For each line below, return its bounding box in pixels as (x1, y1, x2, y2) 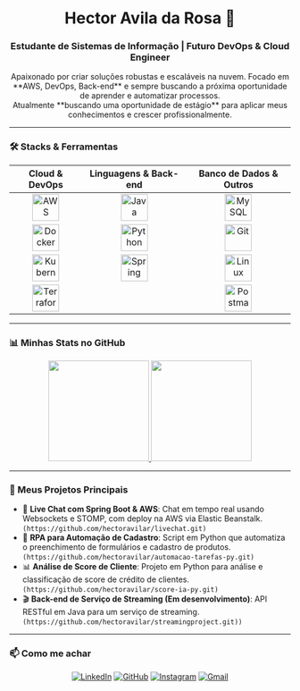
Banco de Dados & (198, 167, 279, 180)
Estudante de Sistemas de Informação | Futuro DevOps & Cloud (10, 40, 290, 53)
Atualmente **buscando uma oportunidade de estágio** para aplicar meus (12, 100, 288, 111)
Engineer (129, 51, 171, 63)
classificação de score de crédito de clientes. (21, 574, 190, 585)
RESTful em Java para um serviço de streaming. (21, 607, 200, 618)
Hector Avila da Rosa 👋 (64, 8, 236, 29)
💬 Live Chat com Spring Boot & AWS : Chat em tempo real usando (21, 504, 265, 515)
